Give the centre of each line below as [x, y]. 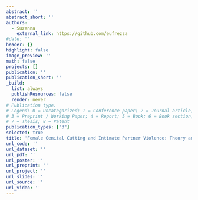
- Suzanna [23, 28]
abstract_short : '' [30, 17]
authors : [17, 22]
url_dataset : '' [26, 149]
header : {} [19, 45]
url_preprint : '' [27, 166]
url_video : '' [24, 188]
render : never [29, 99]
